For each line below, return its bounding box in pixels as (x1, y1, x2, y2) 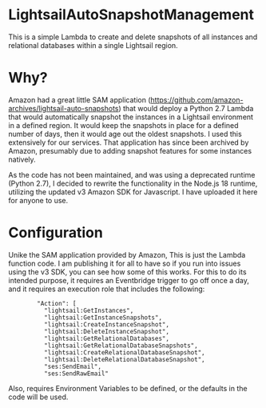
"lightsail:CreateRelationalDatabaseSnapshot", (43, 348, 205, 357)
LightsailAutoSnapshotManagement (8, 6, 254, 24)
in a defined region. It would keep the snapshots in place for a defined (8, 120, 239, 130)
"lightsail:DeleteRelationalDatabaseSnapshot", (43, 355, 205, 363)
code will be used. (8, 392, 69, 402)
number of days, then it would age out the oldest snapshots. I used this (8, 129, 242, 138)
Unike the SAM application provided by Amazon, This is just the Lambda (8, 250, 246, 259)
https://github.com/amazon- (150, 94, 244, 105)
